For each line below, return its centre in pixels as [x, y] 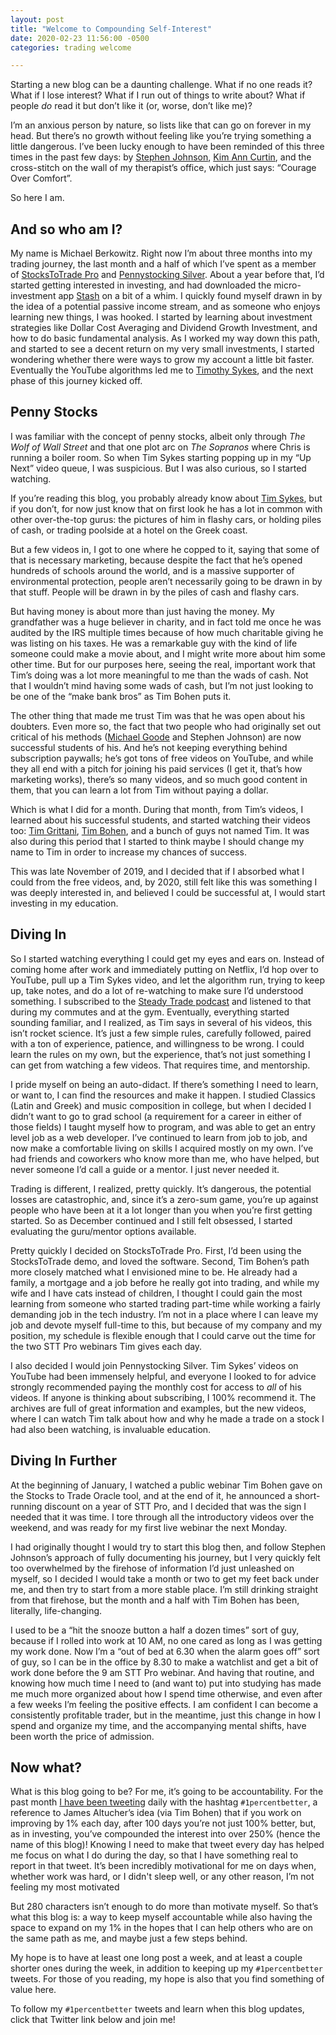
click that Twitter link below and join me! [93, 2020]
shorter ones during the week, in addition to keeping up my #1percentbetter [166, 1968]
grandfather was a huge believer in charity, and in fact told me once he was [166, 622]
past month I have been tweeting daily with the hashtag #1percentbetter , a [164, 1802]
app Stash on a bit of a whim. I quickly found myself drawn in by [190, 296]
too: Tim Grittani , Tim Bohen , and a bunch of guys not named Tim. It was [160, 830]
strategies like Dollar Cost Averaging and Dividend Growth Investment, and [164, 328]
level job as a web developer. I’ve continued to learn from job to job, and [159, 1137]
